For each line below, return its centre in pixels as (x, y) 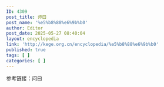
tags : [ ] (18, 55)
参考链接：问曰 (24, 78)
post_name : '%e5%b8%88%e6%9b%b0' (47, 22)
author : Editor (25, 28)
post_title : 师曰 (26, 17)
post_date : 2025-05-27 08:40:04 (46, 34)
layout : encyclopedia (33, 39)
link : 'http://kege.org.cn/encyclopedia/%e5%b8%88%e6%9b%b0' (83, 45)
